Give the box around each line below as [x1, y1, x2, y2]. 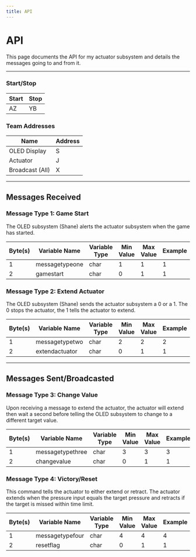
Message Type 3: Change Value [6, 391, 98, 399]
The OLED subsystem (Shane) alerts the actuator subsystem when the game [6, 223, 190, 230]
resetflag [36, 541, 60, 549]
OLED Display [9, 147, 47, 155]
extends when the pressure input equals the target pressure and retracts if [6, 494, 185, 501]
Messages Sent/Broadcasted [6, 373, 114, 383]
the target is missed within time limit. [6, 501, 94, 508]
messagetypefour [36, 532, 85, 540]
